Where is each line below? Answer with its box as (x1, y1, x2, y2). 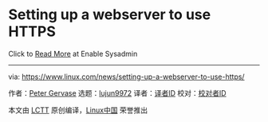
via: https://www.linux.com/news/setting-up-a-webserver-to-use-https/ (8, 72, 245, 81)
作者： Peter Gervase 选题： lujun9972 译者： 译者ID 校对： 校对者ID (8, 88, 227, 97)
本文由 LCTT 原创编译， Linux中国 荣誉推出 (8, 105, 148, 115)
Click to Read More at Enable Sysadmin (8, 49, 138, 58)
